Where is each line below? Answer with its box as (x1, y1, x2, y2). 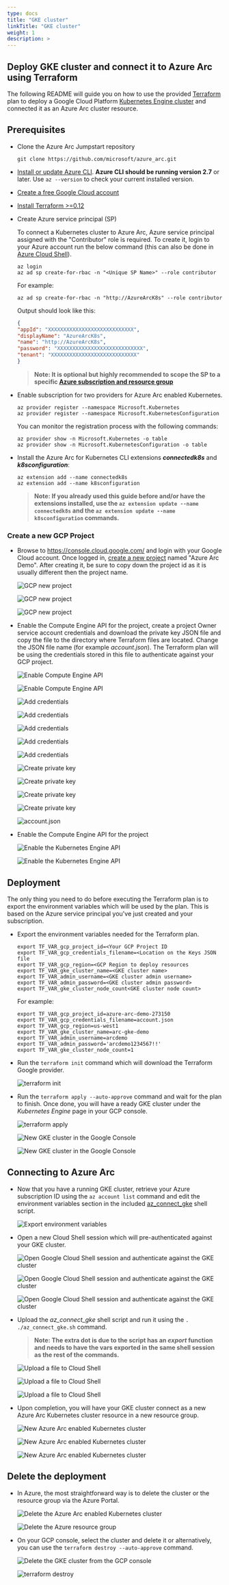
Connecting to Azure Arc (7, 1166, 115, 1179)
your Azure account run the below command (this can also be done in (16, 243, 214, 251)
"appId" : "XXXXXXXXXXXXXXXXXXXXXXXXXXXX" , (16, 326, 140, 333)
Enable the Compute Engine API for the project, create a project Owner (16, 622, 217, 630)
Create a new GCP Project (7, 530, 94, 540)
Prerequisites (7, 124, 66, 136)
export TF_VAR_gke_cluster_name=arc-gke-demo (16, 1029, 149, 1035)
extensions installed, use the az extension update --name (33, 499, 199, 507)
